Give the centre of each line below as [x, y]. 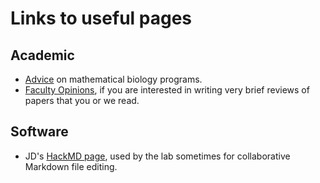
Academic [42, 55]
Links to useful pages [101, 18]
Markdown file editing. [71, 166]
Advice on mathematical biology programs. [113, 79]
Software [39, 132]
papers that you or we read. [82, 100]
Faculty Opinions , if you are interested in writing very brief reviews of [167, 90]
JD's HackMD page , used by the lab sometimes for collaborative [157, 156]
